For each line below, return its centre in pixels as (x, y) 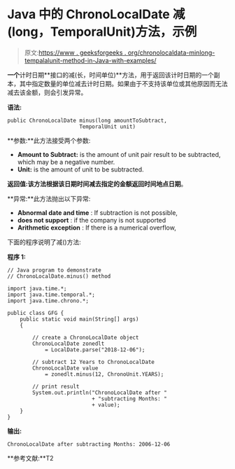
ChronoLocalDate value (65, 368)
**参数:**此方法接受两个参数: (49, 140)
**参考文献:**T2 (30, 458)
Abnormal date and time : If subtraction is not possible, (98, 212)
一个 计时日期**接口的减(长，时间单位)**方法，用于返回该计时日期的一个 (111, 75)
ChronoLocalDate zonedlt (69, 344)
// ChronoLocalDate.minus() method (59, 276)
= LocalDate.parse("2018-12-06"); (95, 350)
